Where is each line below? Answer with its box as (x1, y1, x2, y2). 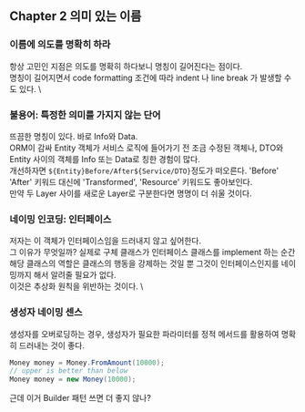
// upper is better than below (9, 366, 128, 376)
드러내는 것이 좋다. (18, 340, 85, 351)
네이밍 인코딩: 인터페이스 (9, 212, 112, 225)
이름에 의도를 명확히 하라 (9, 38, 111, 51)
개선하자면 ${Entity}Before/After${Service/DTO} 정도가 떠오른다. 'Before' (9, 165, 280, 176)
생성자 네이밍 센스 (9, 306, 84, 319)
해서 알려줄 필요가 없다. (33, 270, 117, 281)
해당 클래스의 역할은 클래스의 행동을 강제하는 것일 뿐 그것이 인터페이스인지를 (9, 258, 280, 269)
